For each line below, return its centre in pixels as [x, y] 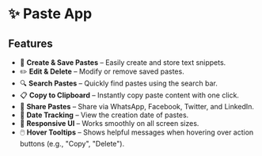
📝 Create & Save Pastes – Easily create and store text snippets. [123, 63]
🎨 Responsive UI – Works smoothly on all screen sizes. [109, 123]
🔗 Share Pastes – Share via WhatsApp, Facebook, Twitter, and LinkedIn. [137, 107]
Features [30, 43]
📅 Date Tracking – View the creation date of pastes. [104, 115]
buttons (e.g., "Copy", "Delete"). [72, 144]
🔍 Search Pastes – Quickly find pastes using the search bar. [118, 83]
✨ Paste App [50, 14]
